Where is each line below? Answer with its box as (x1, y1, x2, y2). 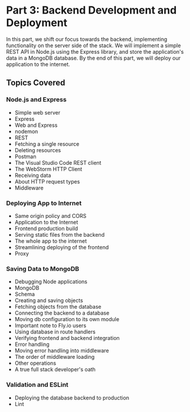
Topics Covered (6, 78, 65, 88)
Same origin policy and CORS (14, 212, 87, 219)
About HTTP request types (14, 178, 80, 185)
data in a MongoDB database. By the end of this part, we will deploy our (6, 54, 181, 61)
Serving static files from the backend (14, 231, 105, 238)
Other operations (14, 359, 57, 367)
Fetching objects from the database (14, 303, 101, 310)
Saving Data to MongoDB (6, 264, 80, 273)
